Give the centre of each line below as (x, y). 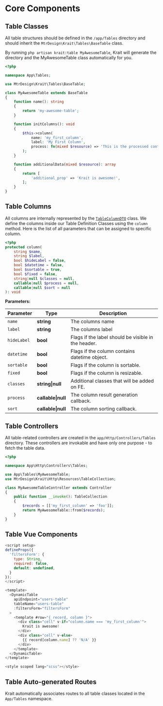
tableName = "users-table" (39, 604)
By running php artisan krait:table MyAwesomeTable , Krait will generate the (81, 52)
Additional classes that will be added (112, 381)
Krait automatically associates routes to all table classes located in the (75, 693)
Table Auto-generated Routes (51, 682)
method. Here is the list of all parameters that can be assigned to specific (78, 228)
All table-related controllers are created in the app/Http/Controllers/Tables (81, 438)
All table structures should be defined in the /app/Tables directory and (75, 38)
